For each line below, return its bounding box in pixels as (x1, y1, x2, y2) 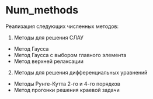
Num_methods (5, 3, 79, 17)
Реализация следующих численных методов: (5, 23, 119, 30)
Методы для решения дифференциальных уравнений (13, 69, 148, 76)
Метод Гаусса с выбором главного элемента (13, 51, 127, 58)
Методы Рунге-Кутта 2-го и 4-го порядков (13, 80, 120, 87)
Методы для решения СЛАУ (13, 34, 84, 41)
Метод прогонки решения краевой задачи (13, 86, 120, 93)
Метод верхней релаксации (13, 58, 84, 65)
